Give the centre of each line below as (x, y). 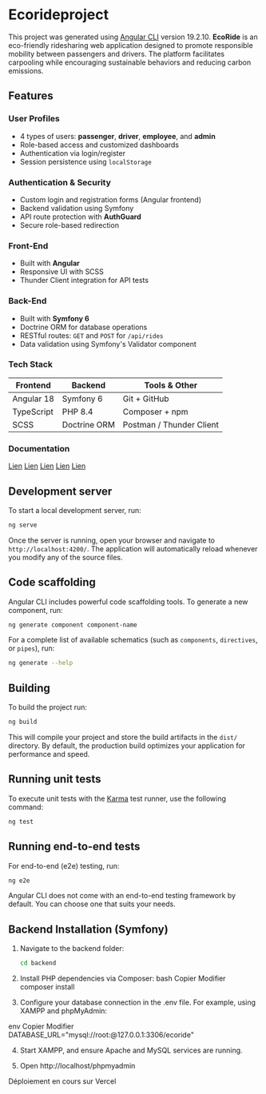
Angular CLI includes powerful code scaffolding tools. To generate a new (128, 602)
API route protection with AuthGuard (80, 217)
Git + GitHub (146, 399)
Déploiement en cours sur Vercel (62, 1081)
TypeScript (33, 412)
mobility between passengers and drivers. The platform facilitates (117, 54)
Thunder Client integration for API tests (84, 280)
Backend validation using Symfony (77, 208)
